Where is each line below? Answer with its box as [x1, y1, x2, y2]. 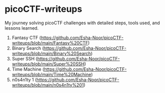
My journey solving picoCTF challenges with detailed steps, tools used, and [4, 20, 160, 26]
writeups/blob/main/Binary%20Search [11, 50, 91, 56]
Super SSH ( [11, 55, 38, 61]
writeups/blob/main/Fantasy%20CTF [11, 40, 88, 46]
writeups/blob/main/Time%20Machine [11, 71, 92, 77]
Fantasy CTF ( [11, 35, 41, 41]
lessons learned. [4, 25, 39, 31]
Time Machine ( [11, 66, 44, 72]
